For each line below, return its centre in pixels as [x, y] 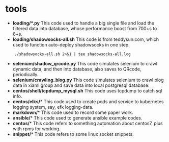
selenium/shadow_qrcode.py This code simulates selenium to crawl [85, 63]
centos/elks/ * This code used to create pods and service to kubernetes [88, 101]
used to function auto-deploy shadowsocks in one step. [71, 44]
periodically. [25, 74]
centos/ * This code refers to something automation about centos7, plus [88, 123]
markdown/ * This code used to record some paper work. [73, 112]
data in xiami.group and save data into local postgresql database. [81, 85]
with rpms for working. [36, 129]
